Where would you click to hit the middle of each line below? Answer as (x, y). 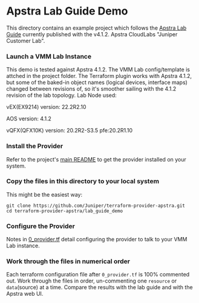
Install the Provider (35, 146)
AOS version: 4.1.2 (29, 119)
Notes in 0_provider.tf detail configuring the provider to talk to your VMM (97, 239)
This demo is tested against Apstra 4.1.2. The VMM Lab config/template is (98, 70)
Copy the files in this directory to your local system (83, 181)
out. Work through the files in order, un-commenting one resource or (92, 281)
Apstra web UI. (25, 294)
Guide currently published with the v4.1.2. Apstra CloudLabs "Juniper (92, 34)
